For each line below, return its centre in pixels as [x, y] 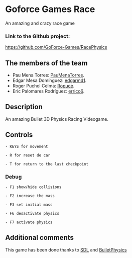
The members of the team [46, 63]
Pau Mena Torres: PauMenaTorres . [48, 75]
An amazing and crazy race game [40, 23]
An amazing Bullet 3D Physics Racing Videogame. [57, 119]
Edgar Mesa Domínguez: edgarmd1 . [49, 80]
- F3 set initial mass [29, 205]
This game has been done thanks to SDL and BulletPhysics [66, 249]
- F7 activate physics [29, 222]
